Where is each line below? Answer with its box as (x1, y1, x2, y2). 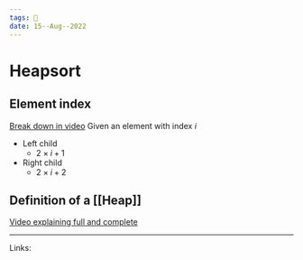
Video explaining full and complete (9, 217, 138, 227)
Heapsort (9, 60, 81, 81)
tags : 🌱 (9, 13, 39, 23)
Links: (9, 243, 32, 254)
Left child (22, 137, 58, 149)
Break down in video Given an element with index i (9, 120, 197, 131)
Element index (9, 97, 92, 112)
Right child (22, 157, 63, 168)
